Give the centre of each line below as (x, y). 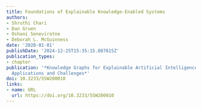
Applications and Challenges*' (51, 73)
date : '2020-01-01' (31, 46)
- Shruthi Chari (26, 23)
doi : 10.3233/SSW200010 (36, 79)
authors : (17, 17)
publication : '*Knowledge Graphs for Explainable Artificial (84, 67)
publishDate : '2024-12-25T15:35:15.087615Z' (63, 51)
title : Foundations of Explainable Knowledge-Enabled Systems (86, 12)
